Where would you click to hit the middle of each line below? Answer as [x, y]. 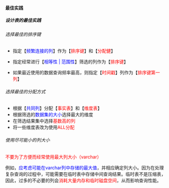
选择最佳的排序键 [23, 34]
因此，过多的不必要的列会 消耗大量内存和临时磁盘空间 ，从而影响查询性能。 [83, 180]
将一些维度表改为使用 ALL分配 [44, 127]
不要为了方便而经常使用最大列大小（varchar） [53, 157]
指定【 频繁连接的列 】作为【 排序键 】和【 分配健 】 [64, 51]
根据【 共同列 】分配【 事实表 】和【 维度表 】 [57, 108]
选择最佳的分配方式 [25, 91]
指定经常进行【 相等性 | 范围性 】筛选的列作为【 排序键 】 [71, 62]
